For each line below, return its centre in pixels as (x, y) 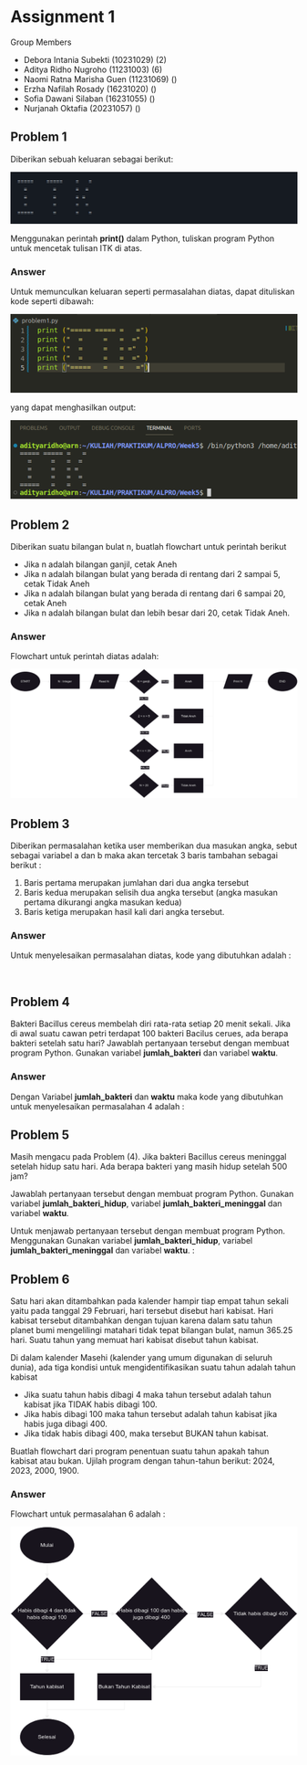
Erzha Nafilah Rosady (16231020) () (90, 89)
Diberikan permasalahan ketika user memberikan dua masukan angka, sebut (154, 846)
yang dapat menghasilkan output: (73, 407)
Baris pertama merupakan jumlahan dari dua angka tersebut (136, 883)
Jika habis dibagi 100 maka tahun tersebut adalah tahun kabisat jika (150, 1414)
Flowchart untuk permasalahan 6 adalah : (88, 1514)
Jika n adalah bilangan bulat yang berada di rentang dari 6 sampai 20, (154, 594)
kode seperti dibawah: (52, 301)
